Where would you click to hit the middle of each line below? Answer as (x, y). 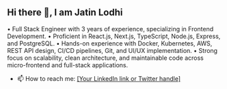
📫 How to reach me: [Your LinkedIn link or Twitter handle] (99, 78)
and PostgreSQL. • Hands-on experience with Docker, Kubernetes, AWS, (110, 43)
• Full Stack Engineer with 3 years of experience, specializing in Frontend (110, 29)
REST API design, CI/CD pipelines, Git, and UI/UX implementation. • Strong (112, 50)
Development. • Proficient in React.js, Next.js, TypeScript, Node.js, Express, (114, 36)
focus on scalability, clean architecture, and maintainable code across (105, 58)
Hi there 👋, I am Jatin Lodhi (65, 13)
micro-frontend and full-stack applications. (68, 65)
